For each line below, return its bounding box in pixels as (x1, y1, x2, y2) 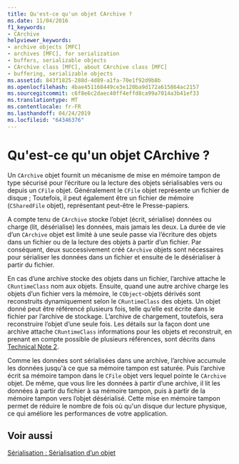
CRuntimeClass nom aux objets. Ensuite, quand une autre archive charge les (7, 282, 229, 290)
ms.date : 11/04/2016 (7, 17, 69, 24)
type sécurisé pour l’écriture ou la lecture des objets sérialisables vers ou (7, 178, 223, 187)
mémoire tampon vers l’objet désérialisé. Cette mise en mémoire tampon (7, 393, 221, 403)
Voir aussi (7, 429, 53, 442)
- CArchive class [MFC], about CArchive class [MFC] (7, 63, 168, 71)
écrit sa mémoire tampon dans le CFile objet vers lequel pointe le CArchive (7, 371, 227, 380)
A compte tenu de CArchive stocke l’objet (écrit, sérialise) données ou (7, 215, 212, 223)
